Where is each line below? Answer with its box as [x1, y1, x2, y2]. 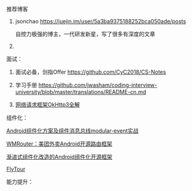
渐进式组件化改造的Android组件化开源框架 [6, 153, 112, 160]
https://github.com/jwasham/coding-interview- [38, 82, 158, 88]
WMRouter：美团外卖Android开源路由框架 [6, 140, 112, 147]
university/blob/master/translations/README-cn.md [15, 88, 146, 95]
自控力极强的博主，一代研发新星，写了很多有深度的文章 [15, 30, 155, 37]
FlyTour [6, 165, 26, 173]
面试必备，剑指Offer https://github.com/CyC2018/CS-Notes [15, 68, 166, 76]
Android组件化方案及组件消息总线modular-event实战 [6, 127, 139, 134]
